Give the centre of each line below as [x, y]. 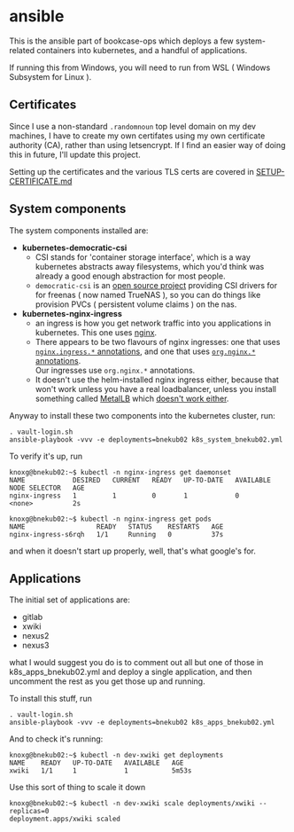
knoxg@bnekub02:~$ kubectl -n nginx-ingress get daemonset [120, 472]
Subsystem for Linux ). [50, 76]
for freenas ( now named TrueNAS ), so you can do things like [148, 294]
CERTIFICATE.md [41, 181]
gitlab [32, 617]
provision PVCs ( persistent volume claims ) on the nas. [136, 304]
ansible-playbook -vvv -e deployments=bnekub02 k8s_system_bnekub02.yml [146, 440]
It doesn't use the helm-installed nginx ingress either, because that [157, 380]
